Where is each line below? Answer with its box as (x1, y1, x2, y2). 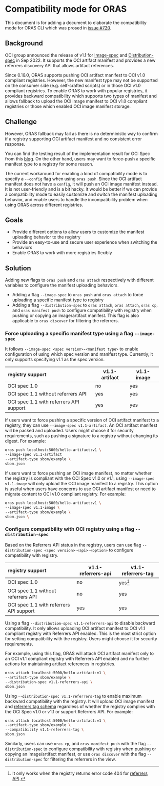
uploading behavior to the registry (12, 234, 81, 240)
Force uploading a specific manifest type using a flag (5, 330, 134, 337)
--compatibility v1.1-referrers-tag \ (5, 727, 84, 732)
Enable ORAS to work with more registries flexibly (12, 250, 112, 256)
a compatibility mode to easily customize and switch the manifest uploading (5, 191, 158, 197)
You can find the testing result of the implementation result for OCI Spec (5, 151, 150, 157)
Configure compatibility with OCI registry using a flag (5, 526, 134, 533)
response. (5, 141, 25, 147)
